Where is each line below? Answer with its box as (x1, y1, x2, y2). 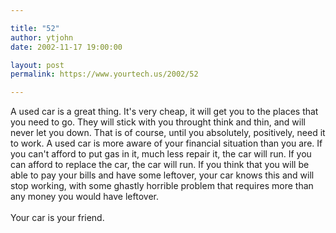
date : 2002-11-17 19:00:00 (10, 42, 123, 52)
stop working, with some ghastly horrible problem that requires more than (10, 180, 314, 192)
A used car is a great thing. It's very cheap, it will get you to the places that (10, 106, 319, 118)
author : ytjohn (10, 32, 74, 43)
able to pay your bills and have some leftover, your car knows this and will (10, 169, 315, 181)
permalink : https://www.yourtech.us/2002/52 (10, 69, 199, 80)
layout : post (10, 60, 65, 70)
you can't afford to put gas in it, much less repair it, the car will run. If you (10, 148, 312, 160)
